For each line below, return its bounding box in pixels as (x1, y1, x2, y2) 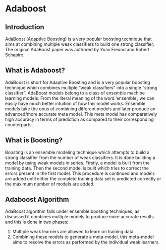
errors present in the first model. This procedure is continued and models (5, 170, 155, 176)
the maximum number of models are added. (5, 181, 95, 187)
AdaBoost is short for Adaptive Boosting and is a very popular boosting (5, 79, 150, 85)
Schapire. (5, 52, 25, 58)
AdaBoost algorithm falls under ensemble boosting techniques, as (5, 208, 140, 214)
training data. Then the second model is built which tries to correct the (5, 165, 149, 171)
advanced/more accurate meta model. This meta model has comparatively (5, 111, 157, 117)
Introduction (5, 23, 45, 31)
